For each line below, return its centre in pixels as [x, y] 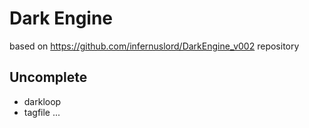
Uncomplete [48, 77]
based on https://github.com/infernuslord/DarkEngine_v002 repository [154, 46]
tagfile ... [42, 112]
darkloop [42, 101]
